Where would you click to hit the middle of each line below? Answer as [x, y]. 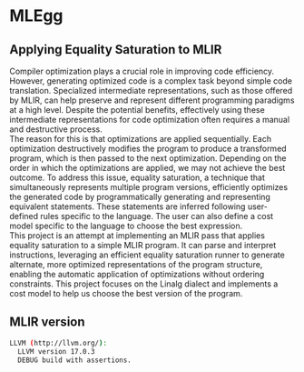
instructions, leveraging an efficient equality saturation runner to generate [147, 255]
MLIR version [47, 322]
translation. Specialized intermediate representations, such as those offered [151, 90]
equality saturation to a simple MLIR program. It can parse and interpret [143, 245]
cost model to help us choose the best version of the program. [126, 293]
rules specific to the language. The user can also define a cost [157, 216]
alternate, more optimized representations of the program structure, [136, 264]
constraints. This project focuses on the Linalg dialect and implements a [144, 284]
